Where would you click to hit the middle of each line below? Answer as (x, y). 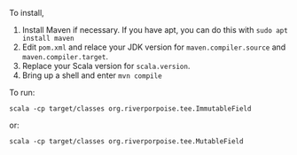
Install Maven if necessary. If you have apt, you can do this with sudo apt (155, 30)
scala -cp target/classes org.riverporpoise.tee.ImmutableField (130, 109)
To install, (27, 13)
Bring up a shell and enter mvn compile (92, 75)
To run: (22, 93)
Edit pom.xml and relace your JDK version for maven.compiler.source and (154, 47)
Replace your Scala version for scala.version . (106, 66)
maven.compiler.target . (65, 56)
